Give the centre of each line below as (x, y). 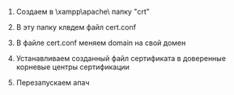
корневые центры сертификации (72, 67)
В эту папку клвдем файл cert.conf (76, 27)
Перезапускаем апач (53, 83)
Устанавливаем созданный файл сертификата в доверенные (121, 58)
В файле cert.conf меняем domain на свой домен (101, 43)
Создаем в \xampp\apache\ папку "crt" (83, 12)
